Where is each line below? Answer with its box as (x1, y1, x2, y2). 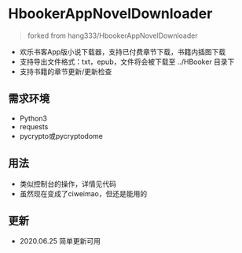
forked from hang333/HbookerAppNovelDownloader (27, 31, 198, 40)
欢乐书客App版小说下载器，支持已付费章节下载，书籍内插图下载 (19, 47, 226, 56)
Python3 (19, 113, 47, 123)
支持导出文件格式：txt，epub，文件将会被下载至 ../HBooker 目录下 (19, 57, 235, 66)
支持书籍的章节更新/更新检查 (19, 66, 112, 76)
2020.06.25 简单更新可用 (19, 236, 101, 246)
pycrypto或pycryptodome (19, 131, 104, 140)
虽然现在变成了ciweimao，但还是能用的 (19, 188, 148, 198)
